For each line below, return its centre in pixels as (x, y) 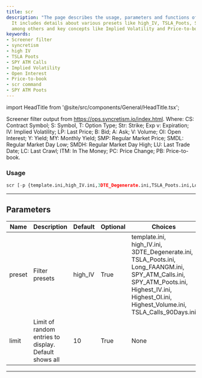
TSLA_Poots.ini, (154, 259)
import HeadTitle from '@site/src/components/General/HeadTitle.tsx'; (93, 107)
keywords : (19, 34)
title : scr (20, 12)
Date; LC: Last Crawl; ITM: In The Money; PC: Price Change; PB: (86, 150)
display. (44, 344)
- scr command (24, 85)
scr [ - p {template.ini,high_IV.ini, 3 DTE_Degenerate (72, 185)
